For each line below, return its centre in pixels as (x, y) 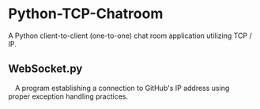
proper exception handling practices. (68, 96)
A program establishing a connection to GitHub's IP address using (122, 88)
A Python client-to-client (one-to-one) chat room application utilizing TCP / (130, 36)
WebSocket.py (45, 69)
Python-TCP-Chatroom (86, 14)
